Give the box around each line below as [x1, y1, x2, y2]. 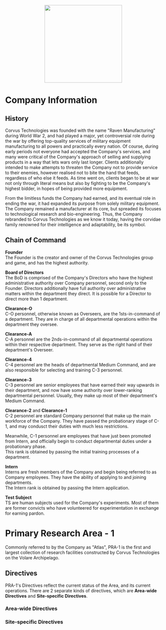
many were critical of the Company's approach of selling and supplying [5, 154, 151, 160]
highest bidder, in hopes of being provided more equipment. [5, 185, 128, 191]
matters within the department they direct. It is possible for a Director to [5, 290, 152, 296]
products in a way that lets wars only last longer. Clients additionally [5, 159, 144, 165]
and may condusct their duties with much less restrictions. [9, 423, 129, 429]
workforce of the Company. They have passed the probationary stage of [5, 418, 153, 424]
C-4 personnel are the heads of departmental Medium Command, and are [5, 361, 156, 367]
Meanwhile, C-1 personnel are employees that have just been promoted [5, 433, 151, 439]
